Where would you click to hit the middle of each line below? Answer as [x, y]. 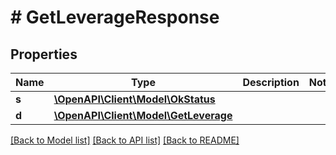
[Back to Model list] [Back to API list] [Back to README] [125, 140]
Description [271, 82]
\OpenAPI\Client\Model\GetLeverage [143, 115]
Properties [44, 54]
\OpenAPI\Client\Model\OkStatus [134, 99]
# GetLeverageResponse [115, 17]
